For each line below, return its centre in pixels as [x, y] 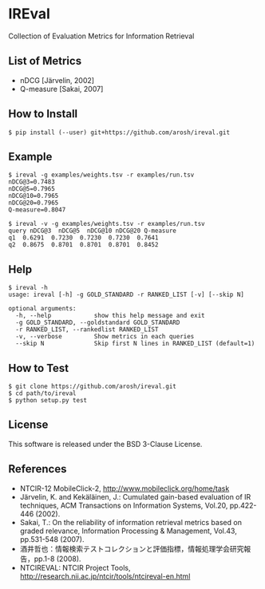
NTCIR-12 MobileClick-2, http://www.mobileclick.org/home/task [125, 488]
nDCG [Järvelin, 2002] [57, 80]
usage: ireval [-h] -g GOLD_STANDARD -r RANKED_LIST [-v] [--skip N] [127, 295]
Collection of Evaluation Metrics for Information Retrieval [101, 36]
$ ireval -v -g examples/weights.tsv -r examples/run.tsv [107, 224]
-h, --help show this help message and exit [110, 316]
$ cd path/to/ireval [43, 393]
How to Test [39, 368]
